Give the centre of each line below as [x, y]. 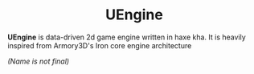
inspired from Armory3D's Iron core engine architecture [100, 45]
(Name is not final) [39, 61]
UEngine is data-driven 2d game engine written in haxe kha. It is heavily [127, 37]
